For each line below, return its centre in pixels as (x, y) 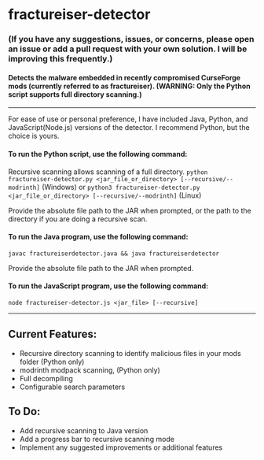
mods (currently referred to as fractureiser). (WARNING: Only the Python (130, 86)
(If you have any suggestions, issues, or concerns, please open (131, 39)
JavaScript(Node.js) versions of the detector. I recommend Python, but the (129, 128)
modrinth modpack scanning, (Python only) (90, 370)
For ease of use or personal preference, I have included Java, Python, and (128, 119)
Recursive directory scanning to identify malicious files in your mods (130, 353)
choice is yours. (34, 136)
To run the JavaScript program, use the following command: (108, 286)
